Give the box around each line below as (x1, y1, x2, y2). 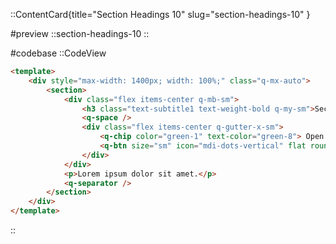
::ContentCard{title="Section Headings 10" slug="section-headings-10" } (10, 9, 311, 20)
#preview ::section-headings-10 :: (10, 28, 150, 39)
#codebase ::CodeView (10, 47, 107, 59)
